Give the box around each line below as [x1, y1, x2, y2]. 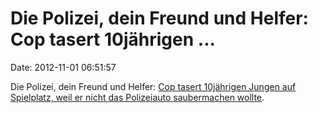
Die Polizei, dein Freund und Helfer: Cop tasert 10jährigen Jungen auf [10, 80, 297, 92]
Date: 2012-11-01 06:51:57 [10, 61, 117, 73]
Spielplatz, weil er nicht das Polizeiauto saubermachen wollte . [10, 91, 265, 103]
